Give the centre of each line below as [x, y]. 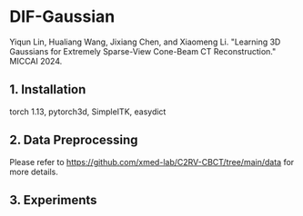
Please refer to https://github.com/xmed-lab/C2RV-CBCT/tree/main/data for [152, 162]
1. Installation [48, 89]
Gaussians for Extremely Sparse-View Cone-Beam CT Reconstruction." [143, 51]
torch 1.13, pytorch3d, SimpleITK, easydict [88, 112]
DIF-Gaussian [62, 17]
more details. [34, 172]
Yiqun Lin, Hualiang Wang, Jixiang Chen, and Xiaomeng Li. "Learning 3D [145, 42]
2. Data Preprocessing [74, 140]
